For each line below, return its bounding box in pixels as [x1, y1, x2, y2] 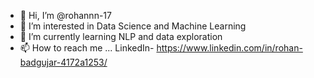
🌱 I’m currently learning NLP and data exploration [19, 31, 223, 42]
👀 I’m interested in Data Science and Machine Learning [19, 20, 247, 32]
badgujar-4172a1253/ [19, 56, 108, 68]
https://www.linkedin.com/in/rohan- [156, 42, 303, 54]
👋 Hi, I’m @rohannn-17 [19, 10, 112, 21]
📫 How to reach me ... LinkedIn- [19, 42, 155, 54]
